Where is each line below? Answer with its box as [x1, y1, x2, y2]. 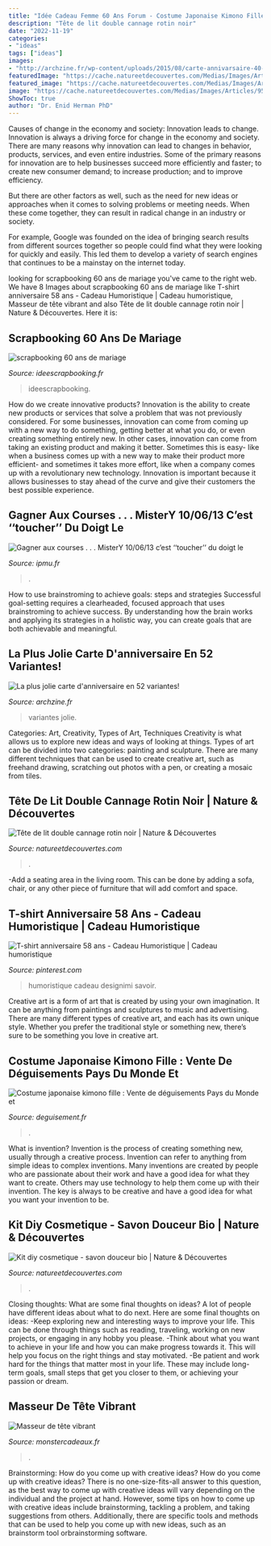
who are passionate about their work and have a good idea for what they [8, 1169, 250, 1178]
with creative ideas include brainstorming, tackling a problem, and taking [8, 1502, 250, 1512]
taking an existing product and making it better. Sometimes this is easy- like [8, 442, 260, 452]
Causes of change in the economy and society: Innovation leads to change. [8, 124, 260, 134]
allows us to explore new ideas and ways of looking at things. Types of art [8, 736, 254, 746]
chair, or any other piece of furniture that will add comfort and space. [8, 884, 238, 894]
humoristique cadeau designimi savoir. [27, 981, 157, 990]
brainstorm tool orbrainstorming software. [8, 1527, 148, 1537]
